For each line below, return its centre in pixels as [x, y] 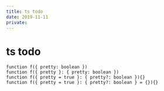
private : [17, 22]
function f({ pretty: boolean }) [47, 67]
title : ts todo [25, 11]
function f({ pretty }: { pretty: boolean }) [62, 72]
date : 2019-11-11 [27, 17]
